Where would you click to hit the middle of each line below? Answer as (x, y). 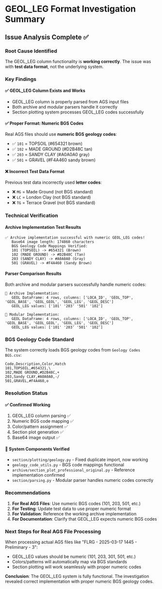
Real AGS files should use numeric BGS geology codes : (61, 134)
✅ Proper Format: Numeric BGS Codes (44, 123)
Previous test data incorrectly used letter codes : (53, 182)
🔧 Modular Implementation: (32, 314)
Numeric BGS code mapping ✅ (43, 421)
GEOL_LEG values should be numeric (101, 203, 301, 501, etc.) (74, 557)
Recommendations (28, 493)
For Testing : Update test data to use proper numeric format (72, 509)
